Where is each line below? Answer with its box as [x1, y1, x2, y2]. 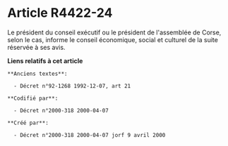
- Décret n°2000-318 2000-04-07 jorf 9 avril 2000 [13, 131, 166, 138]
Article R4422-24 [7, 5, 113, 21]
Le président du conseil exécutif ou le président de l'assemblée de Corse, [7, 28, 222, 36]
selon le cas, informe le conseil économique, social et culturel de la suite [7, 35, 219, 44]
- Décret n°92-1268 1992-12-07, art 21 [13, 82, 131, 89]
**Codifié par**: [7, 95, 59, 102]
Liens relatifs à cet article [7, 56, 83, 65]
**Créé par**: [7, 119, 49, 126]
